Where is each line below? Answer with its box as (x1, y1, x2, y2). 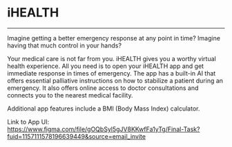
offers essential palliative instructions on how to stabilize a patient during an (7, 76, 223, 84)
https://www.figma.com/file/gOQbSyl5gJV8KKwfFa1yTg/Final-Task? (7, 125, 200, 133)
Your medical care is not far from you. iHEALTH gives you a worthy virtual (7, 54, 216, 63)
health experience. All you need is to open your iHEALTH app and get (7, 62, 204, 70)
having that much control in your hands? (7, 41, 122, 49)
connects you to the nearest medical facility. (7, 91, 133, 99)
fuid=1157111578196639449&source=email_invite (7, 132, 146, 140)
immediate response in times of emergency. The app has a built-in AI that (7, 69, 216, 77)
